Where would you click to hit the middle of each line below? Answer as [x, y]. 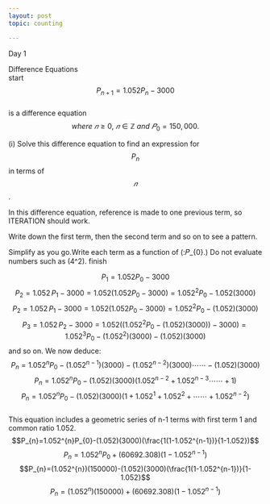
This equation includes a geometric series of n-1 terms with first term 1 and [133, 419]
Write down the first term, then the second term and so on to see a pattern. [133, 236]
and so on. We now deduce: [55, 351]
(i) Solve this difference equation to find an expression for [104, 144]
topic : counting [35, 23]
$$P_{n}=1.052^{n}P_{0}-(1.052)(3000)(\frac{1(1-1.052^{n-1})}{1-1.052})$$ [135, 440]
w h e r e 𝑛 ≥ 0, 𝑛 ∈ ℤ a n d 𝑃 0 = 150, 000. [135, 127]
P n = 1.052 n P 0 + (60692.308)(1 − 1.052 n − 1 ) [135, 455]
